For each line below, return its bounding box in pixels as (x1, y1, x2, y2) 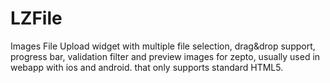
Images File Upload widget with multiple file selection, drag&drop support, (10, 40, 316, 52)
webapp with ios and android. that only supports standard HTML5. (10, 61, 284, 73)
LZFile (10, 7, 63, 30)
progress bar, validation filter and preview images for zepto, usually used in (10, 50, 321, 62)
